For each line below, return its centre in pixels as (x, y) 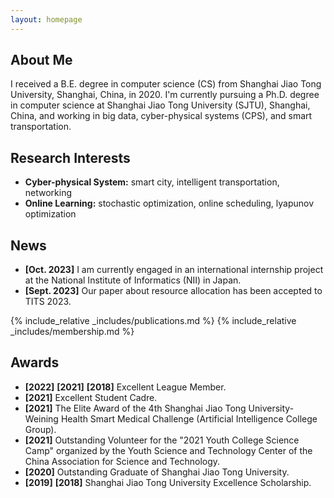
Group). (40, 429)
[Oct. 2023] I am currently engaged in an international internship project (174, 270)
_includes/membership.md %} (72, 332)
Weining (41, 418)
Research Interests (70, 157)
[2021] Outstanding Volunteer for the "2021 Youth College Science (162, 440)
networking (48, 193)
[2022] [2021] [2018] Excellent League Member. (125, 387)
